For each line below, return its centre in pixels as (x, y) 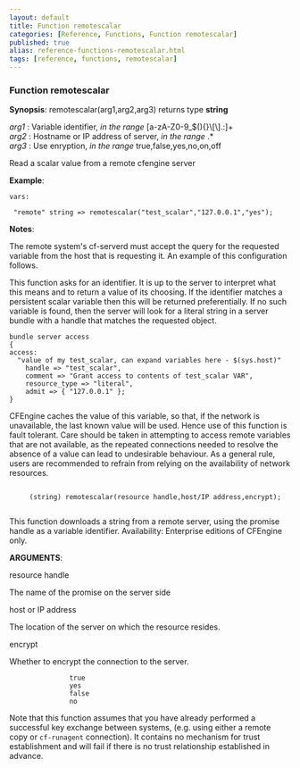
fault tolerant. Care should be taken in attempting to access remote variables (150, 435)
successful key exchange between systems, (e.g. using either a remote (140, 728)
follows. (24, 265)
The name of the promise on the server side (90, 593)
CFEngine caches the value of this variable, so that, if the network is (135, 416)
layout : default (39, 17)
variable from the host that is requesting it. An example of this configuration (148, 256)
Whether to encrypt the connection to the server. (99, 662)
